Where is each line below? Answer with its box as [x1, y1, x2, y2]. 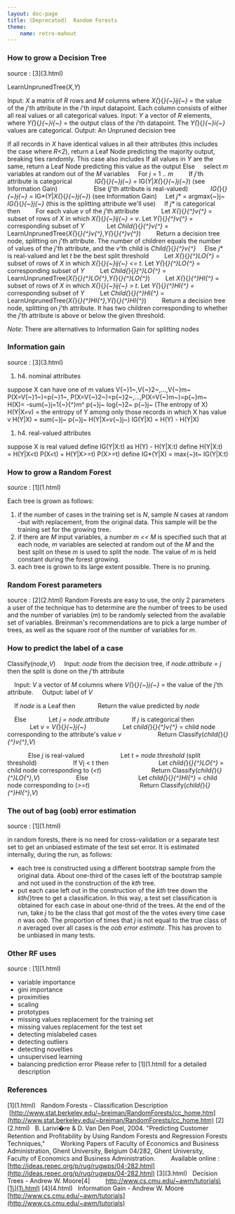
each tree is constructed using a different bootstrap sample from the [17, 864, 216, 872]
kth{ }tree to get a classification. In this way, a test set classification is [17, 894, 217, 902]
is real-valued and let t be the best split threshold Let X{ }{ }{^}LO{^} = [7, 251, 220, 260]
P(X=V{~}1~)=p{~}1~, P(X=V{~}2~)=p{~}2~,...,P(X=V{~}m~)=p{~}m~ [7, 392, 208, 401]
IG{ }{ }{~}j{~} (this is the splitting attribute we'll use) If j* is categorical [7, 199, 215, 208]
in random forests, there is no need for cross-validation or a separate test [7, 836, 220, 844]
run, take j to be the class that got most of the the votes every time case [17, 909, 226, 917]
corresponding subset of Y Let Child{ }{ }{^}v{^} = [7, 222, 169, 230]
